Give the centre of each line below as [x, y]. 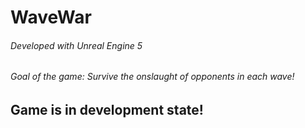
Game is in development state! [107, 110]
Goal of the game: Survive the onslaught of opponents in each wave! [152, 77]
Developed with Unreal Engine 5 [76, 45]
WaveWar [51, 17]
